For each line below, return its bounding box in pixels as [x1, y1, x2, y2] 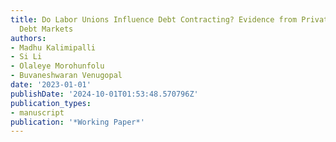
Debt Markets [19, 24, 74, 34]
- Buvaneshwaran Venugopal [10, 71, 123, 81]
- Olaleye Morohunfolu [10, 61, 105, 71]
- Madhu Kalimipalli [10, 42, 97, 53]
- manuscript [10, 107, 65, 118]
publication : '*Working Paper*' [10, 117, 145, 127]
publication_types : [10, 98, 92, 108]
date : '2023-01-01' [10, 80, 92, 90]
